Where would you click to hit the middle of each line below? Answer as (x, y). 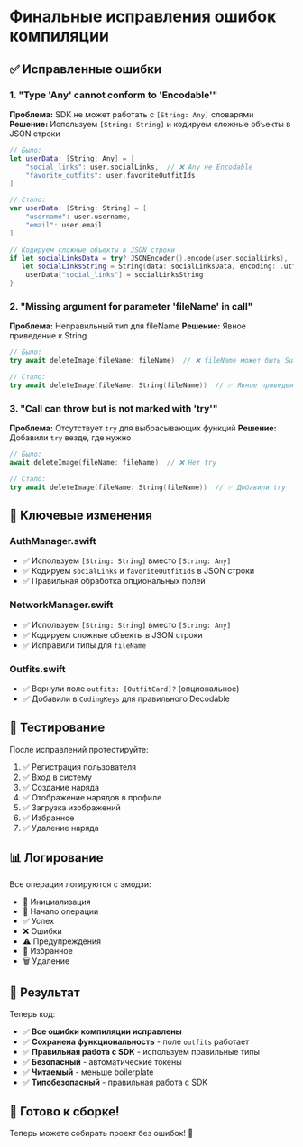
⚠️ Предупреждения (62, 941)
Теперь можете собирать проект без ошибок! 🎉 (101, 1133)
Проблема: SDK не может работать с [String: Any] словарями (132, 114)
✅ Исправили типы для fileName (84, 645)
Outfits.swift (37, 669)
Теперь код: (32, 1014)
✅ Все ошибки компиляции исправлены (102, 1031)
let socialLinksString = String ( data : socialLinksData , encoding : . (152, 267)
